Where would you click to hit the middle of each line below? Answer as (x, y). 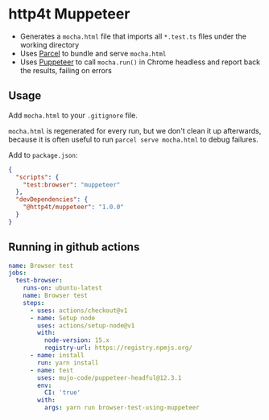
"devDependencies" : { (52, 200)
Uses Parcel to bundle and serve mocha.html (93, 53)
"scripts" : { (37, 177)
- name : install (57, 356)
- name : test (52, 370)
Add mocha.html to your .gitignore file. (73, 115)
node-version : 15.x (77, 340)
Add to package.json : (43, 154)
